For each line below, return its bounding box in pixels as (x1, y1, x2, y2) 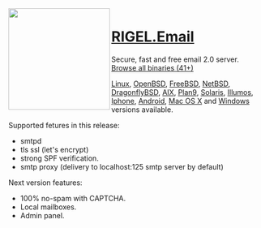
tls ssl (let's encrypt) (19, 144, 89, 154)
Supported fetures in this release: (8, 120, 120, 130)
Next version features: (8, 178, 83, 187)
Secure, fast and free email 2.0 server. (111, 54, 239, 64)
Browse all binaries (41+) (111, 62, 195, 72)
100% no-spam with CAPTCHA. (19, 193, 126, 203)
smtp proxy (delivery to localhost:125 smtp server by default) (19, 161, 225, 171)
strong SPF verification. (19, 153, 99, 163)
